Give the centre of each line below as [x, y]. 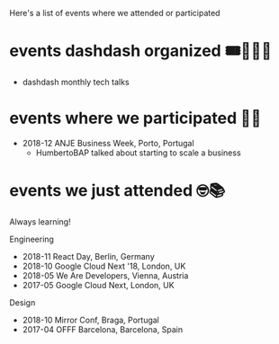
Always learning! [40, 221]
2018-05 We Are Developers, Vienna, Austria [105, 275]
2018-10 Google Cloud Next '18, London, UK [104, 266]
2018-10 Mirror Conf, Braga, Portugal [91, 320]
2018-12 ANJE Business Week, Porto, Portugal [108, 143]
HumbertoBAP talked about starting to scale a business [138, 153]
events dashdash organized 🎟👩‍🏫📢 [141, 51]
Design [22, 302]
